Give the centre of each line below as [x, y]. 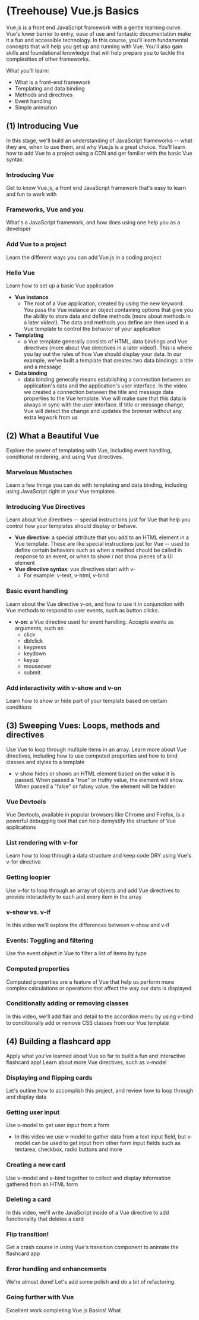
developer [19, 229]
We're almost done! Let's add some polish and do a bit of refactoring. [91, 1282]
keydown [35, 653]
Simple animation [36, 107]
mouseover [37, 666]
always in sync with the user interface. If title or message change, [104, 404]
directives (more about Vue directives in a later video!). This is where [108, 348]
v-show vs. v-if [29, 912]
